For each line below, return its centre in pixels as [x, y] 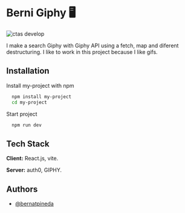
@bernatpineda [34, 204]
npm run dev [27, 125]
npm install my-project [41, 97]
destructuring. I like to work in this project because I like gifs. [82, 52]
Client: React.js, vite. [32, 159]
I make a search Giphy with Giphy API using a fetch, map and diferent [92, 45]
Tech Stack [28, 144]
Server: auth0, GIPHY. [34, 170]
